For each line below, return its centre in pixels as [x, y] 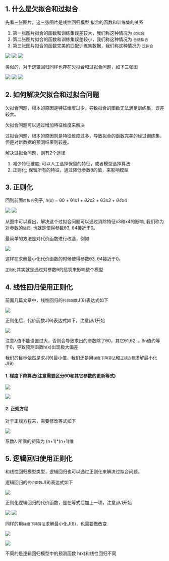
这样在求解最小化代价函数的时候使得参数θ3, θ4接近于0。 [64, 259]
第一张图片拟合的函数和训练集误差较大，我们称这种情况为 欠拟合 [78, 33]
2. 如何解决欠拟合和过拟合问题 [52, 95]
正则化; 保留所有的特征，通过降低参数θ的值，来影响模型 [70, 170]
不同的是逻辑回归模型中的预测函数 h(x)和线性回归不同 [61, 553]
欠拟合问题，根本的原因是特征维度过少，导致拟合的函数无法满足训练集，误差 [85, 108]
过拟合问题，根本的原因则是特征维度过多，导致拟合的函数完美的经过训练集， [85, 136]
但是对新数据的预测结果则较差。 [38, 142]
